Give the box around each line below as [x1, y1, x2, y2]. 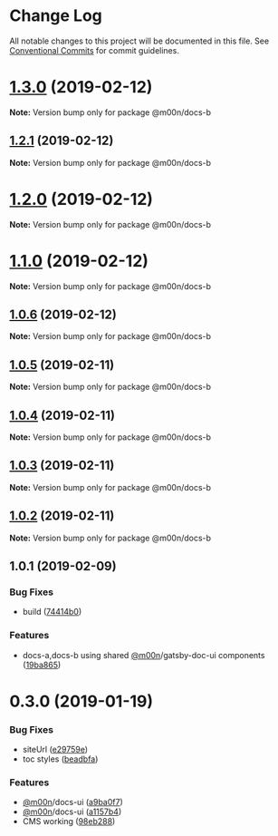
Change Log [9, 5, 102, 26]
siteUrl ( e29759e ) [22, 744, 89, 755]
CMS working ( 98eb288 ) [22, 816, 116, 827]
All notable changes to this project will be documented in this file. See [9, 35, 270, 46]
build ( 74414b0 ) [22, 607, 82, 617]
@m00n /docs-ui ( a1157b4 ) [22, 806, 122, 817]
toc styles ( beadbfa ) [22, 753, 99, 764]
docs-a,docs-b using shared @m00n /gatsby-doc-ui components [22, 649, 265, 660]
